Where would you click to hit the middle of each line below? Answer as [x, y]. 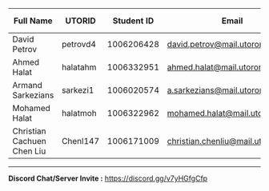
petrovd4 [78, 44]
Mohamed [31, 108]
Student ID [133, 21]
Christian [29, 131]
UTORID [80, 21]
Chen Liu [29, 151]
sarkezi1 [78, 90]
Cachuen [29, 141]
